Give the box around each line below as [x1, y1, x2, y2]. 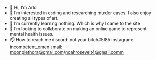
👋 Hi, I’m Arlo [9, 5, 37, 10]
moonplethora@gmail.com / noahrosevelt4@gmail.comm [9, 49, 124, 55]
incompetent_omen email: [9, 44, 63, 50]
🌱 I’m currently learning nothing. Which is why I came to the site [9, 20, 140, 26]
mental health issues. [9, 31, 53, 37]
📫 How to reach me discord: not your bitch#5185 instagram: [9, 37, 134, 42]
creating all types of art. [9, 15, 59, 21]
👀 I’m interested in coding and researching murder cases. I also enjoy [9, 10, 151, 16]
